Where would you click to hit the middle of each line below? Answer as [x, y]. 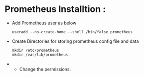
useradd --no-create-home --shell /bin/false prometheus [72, 32]
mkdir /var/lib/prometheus [40, 55]
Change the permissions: [45, 69]
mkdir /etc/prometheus [35, 50]
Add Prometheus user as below [44, 23]
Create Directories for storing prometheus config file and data [75, 41]
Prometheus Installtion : [55, 9]
